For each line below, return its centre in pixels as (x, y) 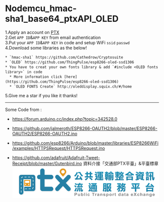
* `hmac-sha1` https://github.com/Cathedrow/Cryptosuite (64, 57)
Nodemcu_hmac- (41, 9)
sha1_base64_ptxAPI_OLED (62, 19)
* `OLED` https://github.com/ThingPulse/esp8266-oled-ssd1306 (70, 62)
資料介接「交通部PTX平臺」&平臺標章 (121, 163)
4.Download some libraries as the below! (46, 48)
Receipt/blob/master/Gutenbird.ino (47, 163)
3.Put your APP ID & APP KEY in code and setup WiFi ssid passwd (68, 42)
